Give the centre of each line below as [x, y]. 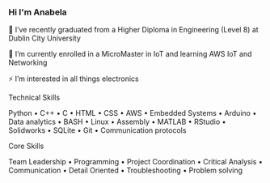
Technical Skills [34, 98]
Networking [28, 62]
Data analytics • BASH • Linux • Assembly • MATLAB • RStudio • [117, 122]
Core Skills [26, 146]
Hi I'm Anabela [38, 12]
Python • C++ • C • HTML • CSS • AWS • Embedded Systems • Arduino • [133, 113]
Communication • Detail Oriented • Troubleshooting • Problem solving [126, 170]
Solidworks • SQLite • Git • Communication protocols [97, 130]
